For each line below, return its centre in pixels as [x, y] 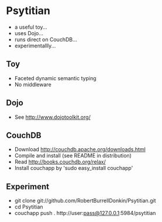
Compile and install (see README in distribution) [73, 156]
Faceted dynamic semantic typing [55, 78]
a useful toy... [31, 27]
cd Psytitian [29, 207]
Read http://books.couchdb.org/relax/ [60, 162]
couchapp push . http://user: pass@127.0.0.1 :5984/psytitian [85, 213]
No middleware [33, 84]
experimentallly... [35, 46]
